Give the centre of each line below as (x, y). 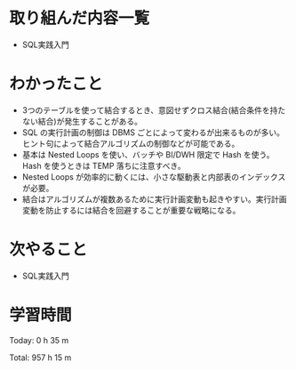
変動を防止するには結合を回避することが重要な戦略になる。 (131, 210)
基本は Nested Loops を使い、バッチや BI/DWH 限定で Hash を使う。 (148, 154)
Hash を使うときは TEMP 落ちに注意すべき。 (104, 165)
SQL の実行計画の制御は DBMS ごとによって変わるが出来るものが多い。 (153, 132)
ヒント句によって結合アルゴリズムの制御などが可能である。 (131, 143)
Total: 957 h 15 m (40, 358)
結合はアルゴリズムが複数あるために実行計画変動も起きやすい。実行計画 (154, 199)
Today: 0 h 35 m (39, 340)
